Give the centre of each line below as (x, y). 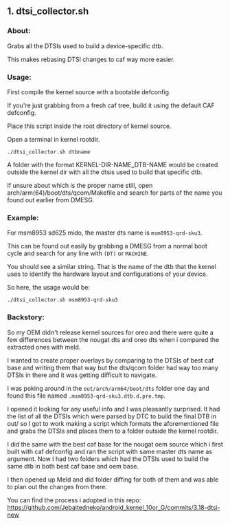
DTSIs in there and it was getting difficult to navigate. (82, 375)
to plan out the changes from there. (57, 486)
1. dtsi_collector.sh (48, 11)
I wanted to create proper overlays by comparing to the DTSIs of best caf (111, 360)
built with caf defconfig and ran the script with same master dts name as (110, 451)
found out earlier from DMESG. (51, 200)
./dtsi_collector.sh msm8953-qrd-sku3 (62, 300)
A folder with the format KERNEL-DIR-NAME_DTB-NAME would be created (113, 164)
